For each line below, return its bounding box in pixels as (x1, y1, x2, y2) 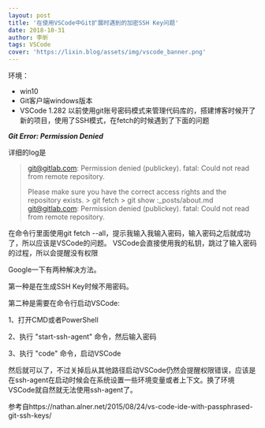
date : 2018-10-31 (8, 26, 65, 34)
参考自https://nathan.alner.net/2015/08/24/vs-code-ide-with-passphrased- (8, 402, 254, 411)
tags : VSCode (8, 41, 51, 49)
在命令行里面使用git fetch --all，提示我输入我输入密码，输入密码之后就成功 (8, 229, 251, 237)
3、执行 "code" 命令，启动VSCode (8, 348, 121, 358)
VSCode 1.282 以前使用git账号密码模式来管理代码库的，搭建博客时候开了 (19, 106, 256, 115)
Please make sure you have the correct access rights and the (27, 187, 227, 196)
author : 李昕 (8, 33, 49, 42)
